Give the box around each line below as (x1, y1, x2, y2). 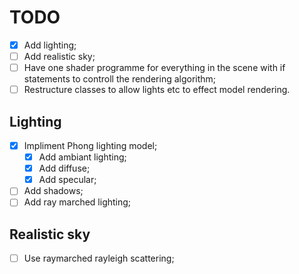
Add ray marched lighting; (23, 196, 132, 208)
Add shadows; (23, 185, 84, 197)
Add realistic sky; (23, 51, 96, 62)
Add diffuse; (38, 162, 91, 175)
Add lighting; (23, 39, 77, 51)
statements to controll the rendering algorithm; (23, 73, 217, 85)
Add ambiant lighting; (38, 151, 127, 163)
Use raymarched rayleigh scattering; (23, 252, 175, 265)
